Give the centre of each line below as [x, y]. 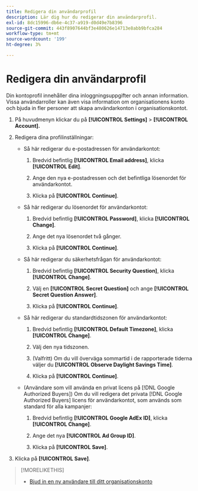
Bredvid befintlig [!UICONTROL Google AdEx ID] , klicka [100, 418]
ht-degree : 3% [24, 45]
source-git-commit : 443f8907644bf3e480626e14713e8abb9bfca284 [84, 28]
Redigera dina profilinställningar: [54, 137]
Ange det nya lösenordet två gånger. [77, 236]
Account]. [27, 125]
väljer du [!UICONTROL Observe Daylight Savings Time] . [103, 364]
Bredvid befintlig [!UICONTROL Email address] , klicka [98, 160]
